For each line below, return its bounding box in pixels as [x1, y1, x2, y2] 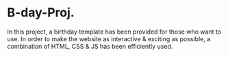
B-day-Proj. [7, 5, 75, 21]
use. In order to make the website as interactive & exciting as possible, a [7, 34, 211, 43]
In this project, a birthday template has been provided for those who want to [7, 27, 221, 36]
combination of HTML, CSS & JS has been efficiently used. [7, 42, 173, 50]
